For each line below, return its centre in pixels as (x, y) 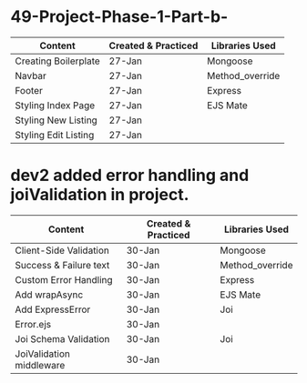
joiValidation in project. (100, 195)
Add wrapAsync (49, 295)
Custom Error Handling (64, 279)
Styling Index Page (55, 105)
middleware (40, 365)
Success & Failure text (62, 265)
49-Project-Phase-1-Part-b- (119, 17)
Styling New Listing (56, 120)
